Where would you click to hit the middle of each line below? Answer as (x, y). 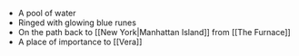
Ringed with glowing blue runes (77, 23)
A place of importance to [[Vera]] (80, 42)
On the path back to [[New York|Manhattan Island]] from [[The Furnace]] (154, 32)
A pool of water (47, 13)
